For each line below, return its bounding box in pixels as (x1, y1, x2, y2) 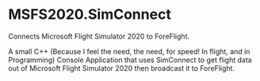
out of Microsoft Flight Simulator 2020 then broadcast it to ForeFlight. (8, 63, 235, 72)
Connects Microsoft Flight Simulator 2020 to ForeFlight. (8, 31, 190, 41)
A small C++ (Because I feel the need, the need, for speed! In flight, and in (8, 46, 250, 56)
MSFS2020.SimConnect (8, 6, 172, 24)
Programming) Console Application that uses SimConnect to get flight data (8, 55, 252, 64)
